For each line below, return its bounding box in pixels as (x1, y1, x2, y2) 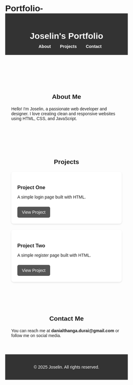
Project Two (17, 242, 46, 248)
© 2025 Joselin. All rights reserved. (33, 365, 100, 370)
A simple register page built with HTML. (17, 253, 91, 258)
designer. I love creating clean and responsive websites (11, 111, 116, 116)
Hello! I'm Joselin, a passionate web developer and (11, 106, 107, 112)
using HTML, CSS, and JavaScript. (11, 115, 77, 121)
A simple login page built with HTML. (17, 194, 86, 200)
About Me (52, 93, 81, 100)
